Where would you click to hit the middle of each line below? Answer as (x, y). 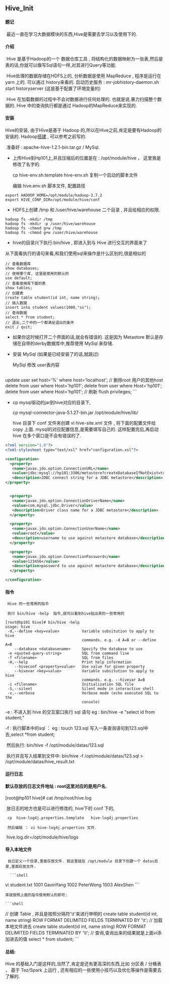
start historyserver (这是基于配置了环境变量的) (53, 88)
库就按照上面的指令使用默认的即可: (36, 895)
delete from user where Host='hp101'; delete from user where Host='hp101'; (83, 386)
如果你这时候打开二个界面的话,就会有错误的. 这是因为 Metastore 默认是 (86, 337)
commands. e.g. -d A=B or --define (119, 640)
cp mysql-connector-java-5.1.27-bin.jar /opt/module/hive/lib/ (75, 412)
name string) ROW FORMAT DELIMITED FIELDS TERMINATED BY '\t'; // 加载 (84, 920)
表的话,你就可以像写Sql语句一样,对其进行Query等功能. (61, 65)
